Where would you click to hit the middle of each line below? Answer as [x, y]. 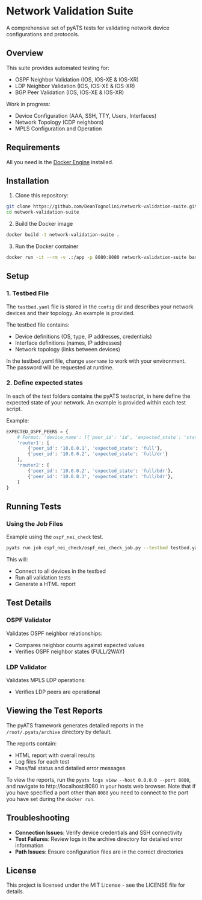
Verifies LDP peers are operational [57, 692]
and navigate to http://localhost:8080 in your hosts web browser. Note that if [101, 786]
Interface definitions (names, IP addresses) [68, 343]
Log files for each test [42, 761]
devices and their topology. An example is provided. [71, 313]
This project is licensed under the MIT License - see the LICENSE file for [96, 885]
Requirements [33, 148]
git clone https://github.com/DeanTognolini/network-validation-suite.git [102, 206]
